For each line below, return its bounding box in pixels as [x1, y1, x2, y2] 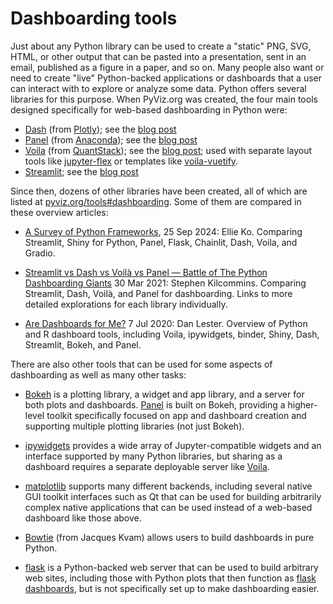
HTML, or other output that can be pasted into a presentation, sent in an [10, 50, 307, 62]
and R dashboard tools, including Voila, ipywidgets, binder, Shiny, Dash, [24, 328, 320, 340]
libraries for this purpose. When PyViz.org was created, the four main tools [10, 93, 318, 105]
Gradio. [24, 247, 56, 259]
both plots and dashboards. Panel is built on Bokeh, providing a [24, 398, 286, 411]
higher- [287, 398, 318, 411]
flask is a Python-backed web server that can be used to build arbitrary [24, 561, 319, 573]
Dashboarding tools [10, 7, 178, 30]
